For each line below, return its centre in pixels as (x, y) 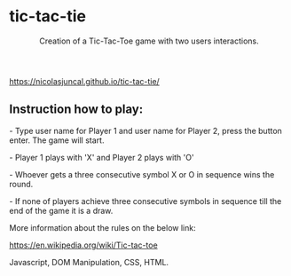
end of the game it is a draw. (61, 210)
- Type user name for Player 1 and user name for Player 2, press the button (145, 130)
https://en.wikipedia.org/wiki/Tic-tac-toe (83, 245)
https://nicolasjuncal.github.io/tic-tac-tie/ (84, 81)
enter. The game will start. (57, 140)
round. (21, 184)
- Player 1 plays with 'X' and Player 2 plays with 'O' (102, 157)
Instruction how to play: (76, 110)
